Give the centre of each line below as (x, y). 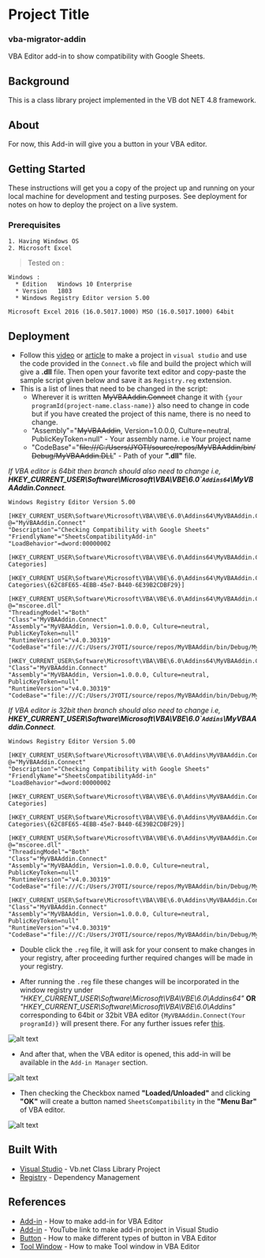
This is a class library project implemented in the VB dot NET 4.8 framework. (132, 100)
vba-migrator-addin (47, 39)
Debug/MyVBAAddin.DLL (72, 456)
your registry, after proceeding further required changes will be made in (136, 958)
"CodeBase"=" (56, 447)
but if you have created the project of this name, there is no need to (141, 414)
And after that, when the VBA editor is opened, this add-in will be (125, 1054)
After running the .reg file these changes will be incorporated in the (129, 982)
